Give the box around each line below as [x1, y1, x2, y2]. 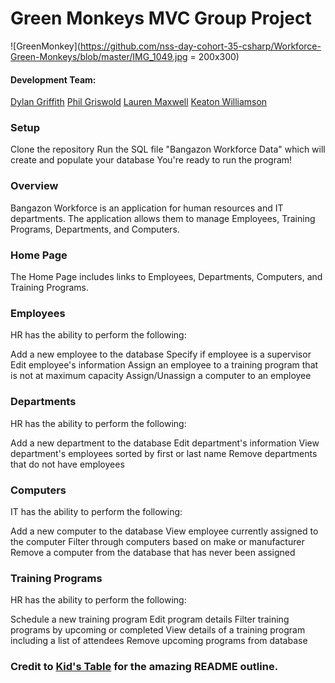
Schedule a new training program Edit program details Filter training [10, 613, 290, 626]
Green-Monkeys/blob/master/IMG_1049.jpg [10, 50, 188, 62]
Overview [10, 179, 59, 193]
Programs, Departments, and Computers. [10, 223, 180, 235]
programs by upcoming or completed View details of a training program [10, 624, 306, 636]
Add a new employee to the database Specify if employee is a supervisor [10, 348, 312, 361]
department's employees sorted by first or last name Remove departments [10, 447, 318, 459]
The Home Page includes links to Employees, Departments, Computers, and [10, 271, 323, 283]
